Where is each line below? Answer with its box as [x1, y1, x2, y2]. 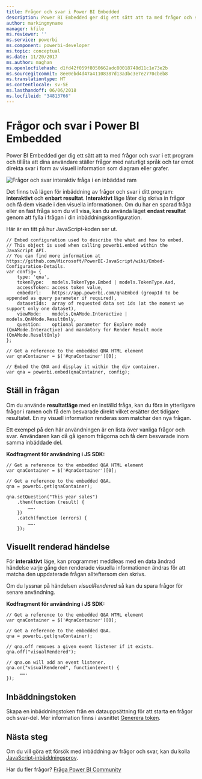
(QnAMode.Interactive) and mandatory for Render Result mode [6, 326, 163, 332]
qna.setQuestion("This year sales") [6, 494, 98, 500]
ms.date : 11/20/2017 [6, 54, 58, 60]
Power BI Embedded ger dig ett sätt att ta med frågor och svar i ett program [6, 151, 194, 159]
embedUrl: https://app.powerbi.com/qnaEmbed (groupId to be [17, 290, 179, 296]
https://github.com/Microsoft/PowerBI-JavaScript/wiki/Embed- [6, 258, 165, 264]
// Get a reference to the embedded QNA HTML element [6, 348, 144, 354]
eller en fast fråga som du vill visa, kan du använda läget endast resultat [6, 207, 186, 214]
